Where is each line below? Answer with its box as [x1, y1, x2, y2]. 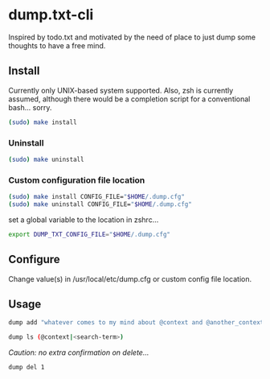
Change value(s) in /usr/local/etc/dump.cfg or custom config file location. [8, 274, 252, 283]
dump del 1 [8, 364, 45, 372]
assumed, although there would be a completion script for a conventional [8, 94, 251, 104]
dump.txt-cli [8, 6, 94, 24]
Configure [8, 253, 60, 266]
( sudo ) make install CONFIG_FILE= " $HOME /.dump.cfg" [8, 193, 185, 201]
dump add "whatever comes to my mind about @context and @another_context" [8, 319, 268, 327]
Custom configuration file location [8, 175, 145, 186]
